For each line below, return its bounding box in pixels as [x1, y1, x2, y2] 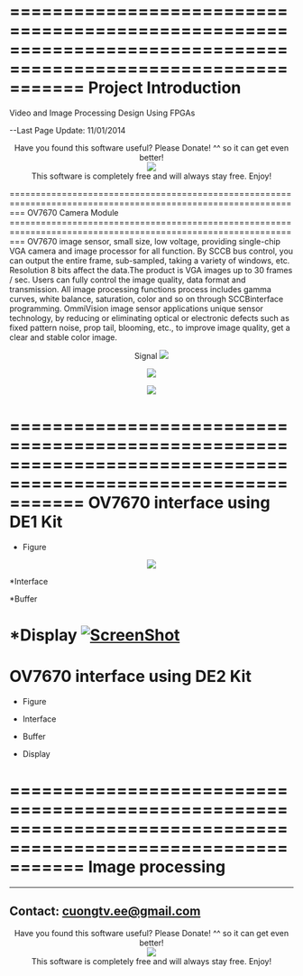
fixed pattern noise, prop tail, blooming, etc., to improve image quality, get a [9, 322, 290, 333]
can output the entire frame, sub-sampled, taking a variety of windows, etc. [9, 254, 290, 266]
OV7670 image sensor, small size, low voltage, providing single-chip [26, 235, 281, 246]
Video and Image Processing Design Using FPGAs [9, 107, 196, 118]
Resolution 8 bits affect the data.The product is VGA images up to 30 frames [9, 264, 293, 275]
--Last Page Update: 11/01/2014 [9, 124, 126, 135]
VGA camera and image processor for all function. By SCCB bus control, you [9, 245, 294, 256]
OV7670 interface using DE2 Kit [9, 667, 252, 686]
